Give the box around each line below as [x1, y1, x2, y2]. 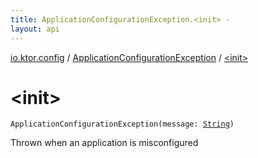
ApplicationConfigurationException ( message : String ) [10, 119, 235, 130]
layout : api [10, 24, 60, 34]
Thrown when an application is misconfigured [10, 137, 199, 149]
